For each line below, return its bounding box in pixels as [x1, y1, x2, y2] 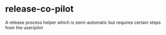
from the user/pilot [5, 24, 43, 30]
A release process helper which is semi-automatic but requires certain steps [5, 19, 161, 25]
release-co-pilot [5, 3, 74, 15]
